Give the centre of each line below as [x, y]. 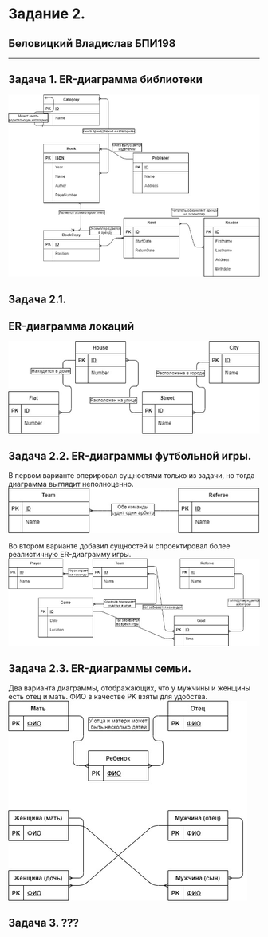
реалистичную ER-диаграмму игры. [70, 555]
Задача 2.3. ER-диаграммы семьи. [100, 668]
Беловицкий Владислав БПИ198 [92, 43]
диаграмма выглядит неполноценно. [71, 484]
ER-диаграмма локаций [71, 327]
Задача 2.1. [37, 299]
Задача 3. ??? [44, 923]
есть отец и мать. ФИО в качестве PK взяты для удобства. [108, 696]
